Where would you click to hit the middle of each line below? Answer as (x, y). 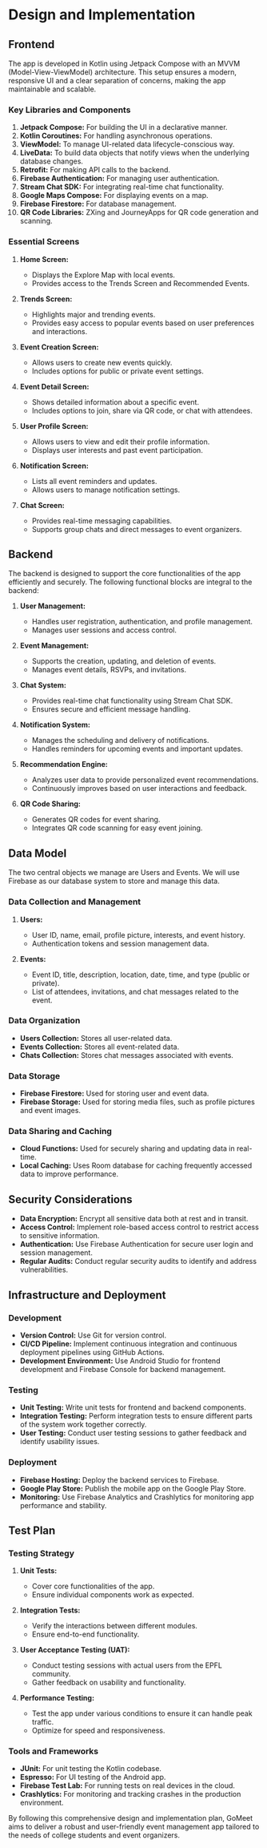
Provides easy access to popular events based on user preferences (143, 323)
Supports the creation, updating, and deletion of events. (124, 661)
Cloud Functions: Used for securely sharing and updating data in (127, 1148)
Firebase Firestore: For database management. (98, 204)
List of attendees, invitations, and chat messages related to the (135, 991)
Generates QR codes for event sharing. (96, 820)
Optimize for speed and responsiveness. (98, 1731)
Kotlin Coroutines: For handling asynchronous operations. (116, 136)
